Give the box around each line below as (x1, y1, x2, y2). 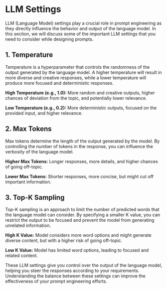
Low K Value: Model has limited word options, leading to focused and (5, 247, 149, 253)
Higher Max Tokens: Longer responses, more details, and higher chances (5, 158, 158, 164)
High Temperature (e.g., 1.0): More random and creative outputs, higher (5, 89, 155, 96)
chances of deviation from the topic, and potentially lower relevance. (5, 95, 147, 101)
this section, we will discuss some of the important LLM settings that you (5, 31, 156, 37)
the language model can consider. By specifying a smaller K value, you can (5, 212, 160, 218)
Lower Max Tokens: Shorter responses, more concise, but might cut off (5, 173, 154, 179)
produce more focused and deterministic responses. (5, 80, 114, 86)
